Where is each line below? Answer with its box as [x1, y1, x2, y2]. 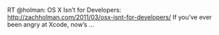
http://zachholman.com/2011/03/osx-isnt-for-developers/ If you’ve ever [7, 13, 212, 21]
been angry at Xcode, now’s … [7, 21, 95, 28]
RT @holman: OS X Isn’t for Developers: [7, 6, 122, 14]
